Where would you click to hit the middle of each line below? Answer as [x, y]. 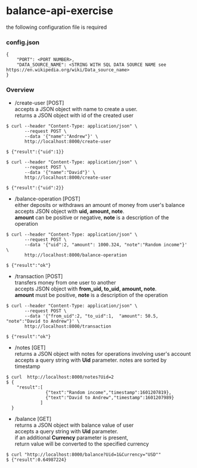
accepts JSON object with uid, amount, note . [69, 211]
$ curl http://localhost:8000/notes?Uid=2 [60, 377]
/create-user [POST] [39, 103]
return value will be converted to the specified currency [82, 444]
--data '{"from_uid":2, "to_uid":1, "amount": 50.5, [91, 316]
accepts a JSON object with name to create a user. [76, 109]
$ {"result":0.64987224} [36, 460]
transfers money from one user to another [65, 282]
